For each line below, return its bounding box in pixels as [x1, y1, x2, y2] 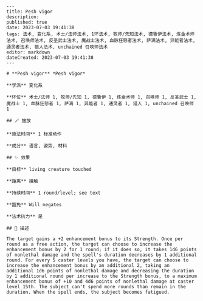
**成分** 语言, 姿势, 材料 [6, 143, 67, 149]
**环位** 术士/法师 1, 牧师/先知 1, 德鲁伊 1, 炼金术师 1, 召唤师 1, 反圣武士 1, [6, 94, 197, 100]
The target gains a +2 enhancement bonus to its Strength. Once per [6, 236, 184, 242]
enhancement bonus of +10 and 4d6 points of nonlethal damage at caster [6, 279, 194, 285]
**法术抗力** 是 [6, 213, 43, 220]
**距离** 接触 [6, 178, 38, 184]
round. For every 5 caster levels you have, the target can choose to [6, 257, 189, 263]
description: [6, 14, 40, 20]
